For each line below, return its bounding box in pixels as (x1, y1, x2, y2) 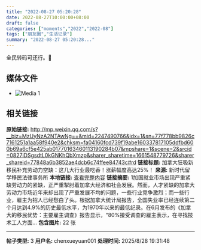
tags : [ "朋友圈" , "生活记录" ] (6, 31, 73, 37)
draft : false (6, 20, 39, 26)
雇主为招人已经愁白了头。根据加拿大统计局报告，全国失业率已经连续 (16, 196, 184, 203)
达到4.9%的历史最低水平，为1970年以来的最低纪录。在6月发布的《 (16, 204, 181, 211)
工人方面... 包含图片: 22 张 (11, 219, 76, 226)
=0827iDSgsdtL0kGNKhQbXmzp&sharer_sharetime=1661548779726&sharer (6, 151, 194, 159)
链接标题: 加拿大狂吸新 (137, 159, 194, 166)
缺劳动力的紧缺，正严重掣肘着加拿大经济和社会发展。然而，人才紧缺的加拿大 (6, 181, 195, 188)
